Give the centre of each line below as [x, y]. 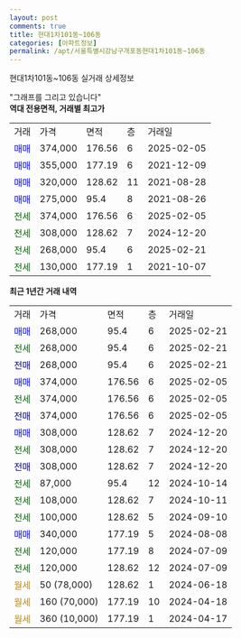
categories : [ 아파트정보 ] [53, 43]
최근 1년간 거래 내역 [43, 291]
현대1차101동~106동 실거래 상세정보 [72, 79]
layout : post [34, 18]
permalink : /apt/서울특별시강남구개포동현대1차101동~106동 [107, 51]
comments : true [38, 26]
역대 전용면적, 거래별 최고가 [57, 108]
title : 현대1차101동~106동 [56, 34]
